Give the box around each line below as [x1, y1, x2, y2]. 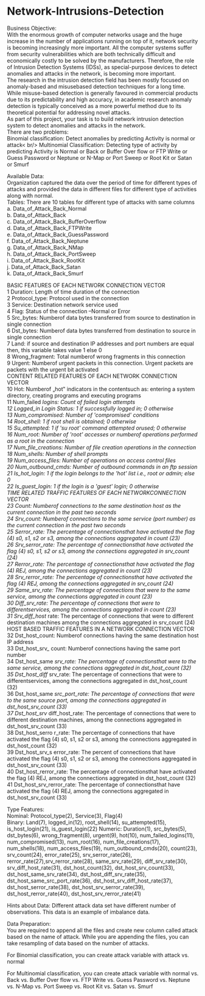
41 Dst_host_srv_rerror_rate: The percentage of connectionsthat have [7, 781, 181, 788]
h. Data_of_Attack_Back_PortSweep [7, 250, 96, 258]
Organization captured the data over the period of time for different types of [7, 179, 197, 186]
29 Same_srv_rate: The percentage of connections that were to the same [7, 586, 190, 593]
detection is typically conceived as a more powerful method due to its [7, 102, 182, 109]
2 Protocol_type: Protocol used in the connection [7, 294, 130, 301]
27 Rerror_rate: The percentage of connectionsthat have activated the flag [7, 560, 195, 568]
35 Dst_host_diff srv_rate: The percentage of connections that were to [7, 670, 182, 678]
